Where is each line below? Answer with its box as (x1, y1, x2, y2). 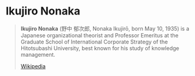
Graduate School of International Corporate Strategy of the (20, 38, 168, 45)
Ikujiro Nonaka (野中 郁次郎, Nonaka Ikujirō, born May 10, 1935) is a (20, 25, 190, 32)
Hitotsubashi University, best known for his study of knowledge (20, 44, 180, 52)
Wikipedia (20, 62, 46, 70)
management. (20, 51, 56, 58)
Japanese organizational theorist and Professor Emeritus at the (20, 31, 179, 39)
